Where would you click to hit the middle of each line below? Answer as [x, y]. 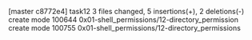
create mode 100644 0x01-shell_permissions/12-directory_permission [123, 20]
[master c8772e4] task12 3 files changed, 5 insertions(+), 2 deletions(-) [126, 11]
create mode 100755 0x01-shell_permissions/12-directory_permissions [125, 28]
